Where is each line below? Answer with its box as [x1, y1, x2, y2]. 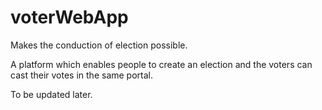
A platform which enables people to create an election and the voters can [10, 58, 313, 70]
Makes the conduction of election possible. [10, 39, 188, 51]
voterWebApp [10, 6, 129, 29]
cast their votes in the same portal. [10, 69, 154, 81]
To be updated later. [10, 88, 93, 100]
